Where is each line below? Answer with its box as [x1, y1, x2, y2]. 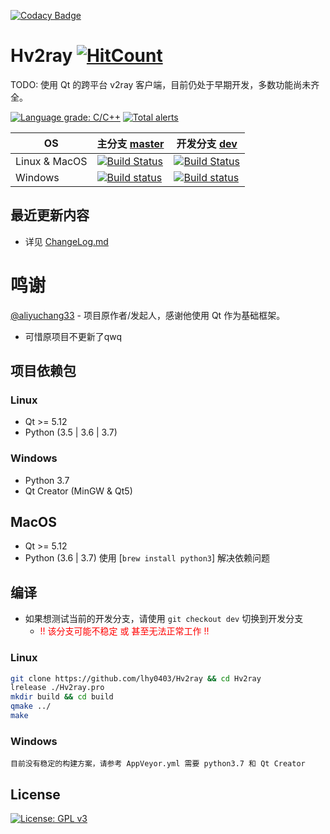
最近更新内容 [10, 207, 90, 224]
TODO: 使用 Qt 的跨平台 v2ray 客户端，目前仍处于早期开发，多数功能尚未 [10, 78, 312, 90]
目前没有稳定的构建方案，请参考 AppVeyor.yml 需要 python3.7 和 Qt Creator [10, 759, 306, 769]
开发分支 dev [176, 136, 238, 150]
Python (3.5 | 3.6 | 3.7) [24, 426, 118, 439]
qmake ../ [10, 701, 52, 712]
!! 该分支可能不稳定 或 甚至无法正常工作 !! [39, 625, 210, 637]
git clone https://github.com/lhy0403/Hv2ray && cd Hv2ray [10, 673, 262, 684]
